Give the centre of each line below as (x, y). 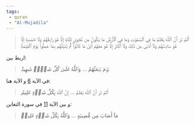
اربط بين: (16, 58)
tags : (13, 11)
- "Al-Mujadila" (29, 22)
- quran (18, 17)
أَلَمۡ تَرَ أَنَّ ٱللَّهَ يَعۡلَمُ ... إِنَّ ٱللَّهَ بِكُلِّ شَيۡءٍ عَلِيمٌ (64, 93)
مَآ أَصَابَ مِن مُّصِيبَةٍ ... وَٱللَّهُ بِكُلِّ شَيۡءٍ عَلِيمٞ (69, 116)
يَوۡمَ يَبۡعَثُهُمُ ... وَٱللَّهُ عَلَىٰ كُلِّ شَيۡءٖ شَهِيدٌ (65, 69)
